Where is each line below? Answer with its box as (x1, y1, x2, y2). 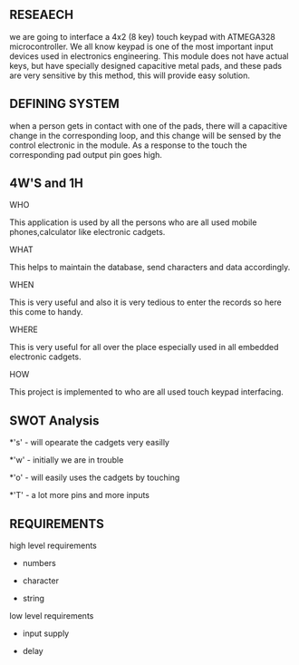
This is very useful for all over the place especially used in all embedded (9, 342, 279, 353)
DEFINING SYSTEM (9, 96, 120, 112)
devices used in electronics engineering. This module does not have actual (9, 50, 289, 62)
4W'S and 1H (9, 176, 84, 191)
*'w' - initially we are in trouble (9, 455, 124, 465)
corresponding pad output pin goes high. (9, 149, 163, 160)
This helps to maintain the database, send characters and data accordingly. (9, 262, 291, 273)
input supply (22, 628, 70, 639)
